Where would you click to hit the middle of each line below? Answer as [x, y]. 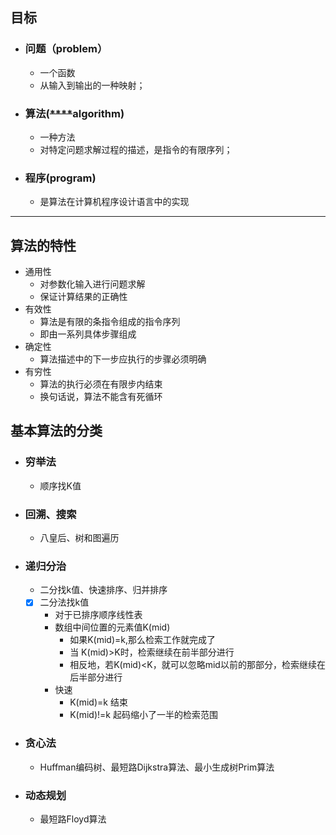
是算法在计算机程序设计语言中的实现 [114, 202]
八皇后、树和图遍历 [79, 538]
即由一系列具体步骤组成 [88, 334]
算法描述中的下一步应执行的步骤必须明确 [123, 359]
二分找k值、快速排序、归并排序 [103, 590]
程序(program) [60, 178]
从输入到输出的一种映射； [92, 85]
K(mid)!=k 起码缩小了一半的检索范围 [143, 715]
